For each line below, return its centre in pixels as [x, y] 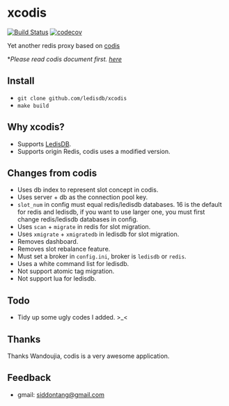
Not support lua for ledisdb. [57, 279]
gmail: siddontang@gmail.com [61, 394]
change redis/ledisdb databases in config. [78, 219]
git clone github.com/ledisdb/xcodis [72, 98]
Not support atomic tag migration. [66, 271]
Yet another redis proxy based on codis [64, 45]
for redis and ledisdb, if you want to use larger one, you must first [111, 212]
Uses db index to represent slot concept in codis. [88, 190]
